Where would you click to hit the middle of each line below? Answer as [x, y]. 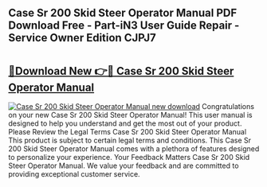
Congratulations [228, 106]
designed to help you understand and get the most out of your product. [125, 123]
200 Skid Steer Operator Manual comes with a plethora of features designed [134, 149]
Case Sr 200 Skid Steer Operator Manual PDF [123, 13]
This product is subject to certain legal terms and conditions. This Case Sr [130, 140]
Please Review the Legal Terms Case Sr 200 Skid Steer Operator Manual [128, 132]
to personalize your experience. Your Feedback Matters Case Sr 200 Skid [129, 157]
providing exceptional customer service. [75, 174]
